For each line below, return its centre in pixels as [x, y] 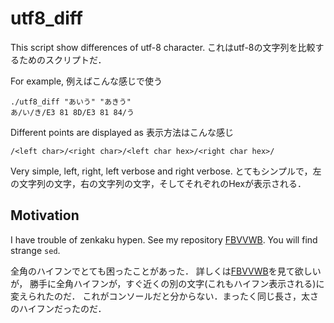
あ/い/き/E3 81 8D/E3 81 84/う [72, 112]
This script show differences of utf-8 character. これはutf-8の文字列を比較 [163, 47]
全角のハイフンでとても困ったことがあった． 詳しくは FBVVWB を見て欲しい [166, 271]
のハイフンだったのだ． [58, 308]
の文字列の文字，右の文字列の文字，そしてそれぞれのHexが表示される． [158, 183]
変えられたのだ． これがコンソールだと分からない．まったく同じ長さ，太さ [164, 296]
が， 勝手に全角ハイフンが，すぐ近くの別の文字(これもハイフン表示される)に [167, 283]
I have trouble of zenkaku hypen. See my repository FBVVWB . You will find [164, 239]
